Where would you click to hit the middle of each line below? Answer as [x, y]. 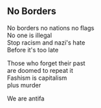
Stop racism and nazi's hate [46, 42]
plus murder [24, 85]
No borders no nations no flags [50, 28]
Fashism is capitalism [37, 78]
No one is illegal [30, 35]
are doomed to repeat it [40, 70]
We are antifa [26, 98]
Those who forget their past [46, 63]
